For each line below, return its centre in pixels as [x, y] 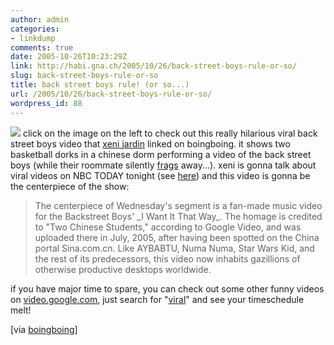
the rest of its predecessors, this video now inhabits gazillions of [167, 258]
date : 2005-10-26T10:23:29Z [69, 57]
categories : [35, 29]
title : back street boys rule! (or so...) [100, 85]
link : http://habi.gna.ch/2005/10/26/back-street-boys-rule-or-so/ [154, 66]
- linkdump [33, 38]
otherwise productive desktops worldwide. [123, 269]
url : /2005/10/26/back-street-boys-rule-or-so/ [111, 94]
